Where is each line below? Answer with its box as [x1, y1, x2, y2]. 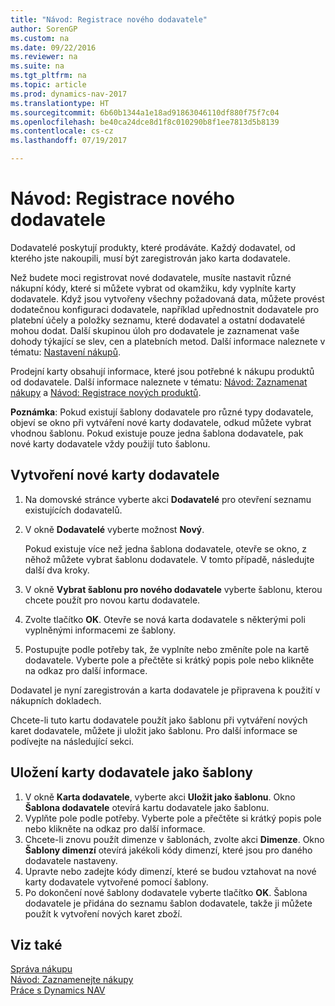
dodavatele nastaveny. [24, 854, 118, 866]
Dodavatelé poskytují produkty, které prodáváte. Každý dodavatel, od [10, 241, 296, 253]
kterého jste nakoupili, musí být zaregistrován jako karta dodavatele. [10, 252, 291, 264]
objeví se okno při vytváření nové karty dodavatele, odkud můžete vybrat [10, 416, 312, 428]
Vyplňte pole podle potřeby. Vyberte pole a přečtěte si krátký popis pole [24, 812, 322, 824]
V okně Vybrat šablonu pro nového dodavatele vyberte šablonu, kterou [24, 583, 323, 595]
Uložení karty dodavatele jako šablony [10, 764, 253, 781]
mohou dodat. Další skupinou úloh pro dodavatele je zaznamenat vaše [10, 324, 300, 336]
